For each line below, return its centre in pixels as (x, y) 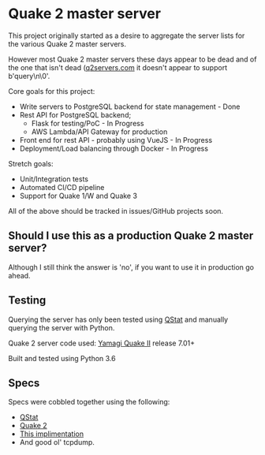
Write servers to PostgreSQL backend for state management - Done (130, 106)
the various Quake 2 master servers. (67, 43)
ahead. (19, 275)
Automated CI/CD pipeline (62, 187)
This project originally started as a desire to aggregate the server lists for (127, 35)
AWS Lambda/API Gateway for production (99, 132)
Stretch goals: (31, 163)
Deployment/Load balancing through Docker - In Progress (114, 148)
